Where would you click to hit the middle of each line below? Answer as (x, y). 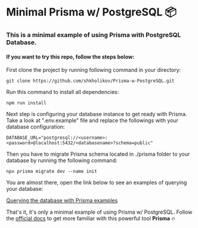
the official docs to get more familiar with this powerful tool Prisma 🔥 (91, 218)
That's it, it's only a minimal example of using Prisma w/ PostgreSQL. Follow (99, 212)
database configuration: (35, 127)
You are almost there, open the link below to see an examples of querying (97, 183)
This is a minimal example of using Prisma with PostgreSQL (94, 35)
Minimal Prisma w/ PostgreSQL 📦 (92, 12)
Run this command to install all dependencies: (63, 92)
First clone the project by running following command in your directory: (94, 70)
